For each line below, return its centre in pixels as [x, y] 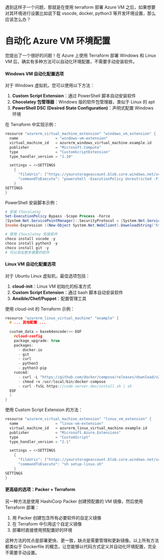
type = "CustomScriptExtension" [60, 152]
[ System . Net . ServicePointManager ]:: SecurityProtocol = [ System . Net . [76, 221]
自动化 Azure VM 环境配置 [58, 41]
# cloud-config [28, 336]
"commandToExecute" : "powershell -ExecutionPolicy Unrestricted [85, 179]
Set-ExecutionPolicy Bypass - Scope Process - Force [58, 216]
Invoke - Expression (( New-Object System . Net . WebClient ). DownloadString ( [79, 226]
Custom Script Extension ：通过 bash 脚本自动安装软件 [68, 292]
